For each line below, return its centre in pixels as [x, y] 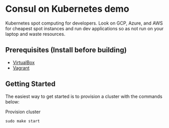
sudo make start [23, 121]
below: [12, 102]
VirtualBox [24, 62]
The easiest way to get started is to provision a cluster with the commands [84, 96]
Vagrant [21, 68]
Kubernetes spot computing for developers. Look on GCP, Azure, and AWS [84, 23]
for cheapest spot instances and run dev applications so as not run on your [84, 28]
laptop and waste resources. [35, 34]
